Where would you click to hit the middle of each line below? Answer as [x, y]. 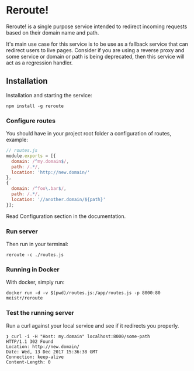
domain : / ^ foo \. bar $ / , [39, 189]
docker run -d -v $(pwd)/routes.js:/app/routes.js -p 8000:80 [83, 293]
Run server [22, 231]
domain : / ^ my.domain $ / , [40, 161]
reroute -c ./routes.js [35, 255]
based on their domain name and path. [53, 32]
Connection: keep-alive [35, 357]
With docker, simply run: [35, 282]
